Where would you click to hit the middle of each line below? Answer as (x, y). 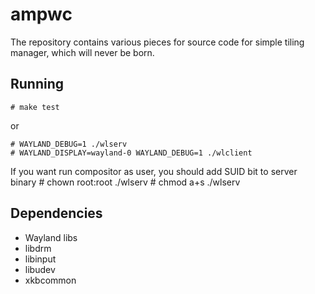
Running (37, 84)
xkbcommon (50, 280)
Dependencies (56, 213)
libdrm (38, 248)
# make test (35, 107)
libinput (40, 259)
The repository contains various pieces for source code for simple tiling (157, 42)
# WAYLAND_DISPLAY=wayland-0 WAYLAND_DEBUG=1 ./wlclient (131, 153)
